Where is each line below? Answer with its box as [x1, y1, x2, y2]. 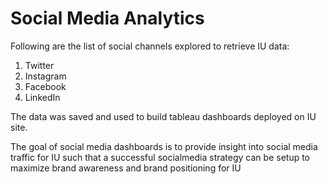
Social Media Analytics [10, 7, 205, 30]
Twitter [24, 59, 55, 71]
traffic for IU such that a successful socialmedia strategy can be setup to [10, 151, 311, 163]
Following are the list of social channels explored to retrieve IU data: [10, 40, 290, 52]
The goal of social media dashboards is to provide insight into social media [10, 140, 318, 152]
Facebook [24, 80, 67, 92]
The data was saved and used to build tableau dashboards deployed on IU [10, 110, 317, 122]
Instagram [24, 70, 67, 82]
